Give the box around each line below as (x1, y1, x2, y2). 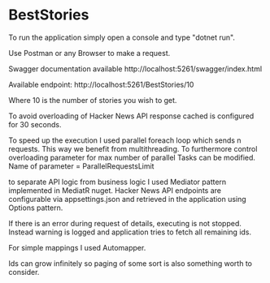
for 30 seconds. (8, 119, 63, 129)
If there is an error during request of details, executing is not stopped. (8, 218, 242, 228)
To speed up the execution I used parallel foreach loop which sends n (8, 135, 242, 145)
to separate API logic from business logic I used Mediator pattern (8, 177, 227, 187)
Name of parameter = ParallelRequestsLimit (8, 161, 155, 171)
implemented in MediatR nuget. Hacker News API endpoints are (8, 185, 222, 195)
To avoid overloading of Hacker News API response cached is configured (8, 111, 255, 121)
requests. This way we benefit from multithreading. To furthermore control (8, 144, 258, 153)
